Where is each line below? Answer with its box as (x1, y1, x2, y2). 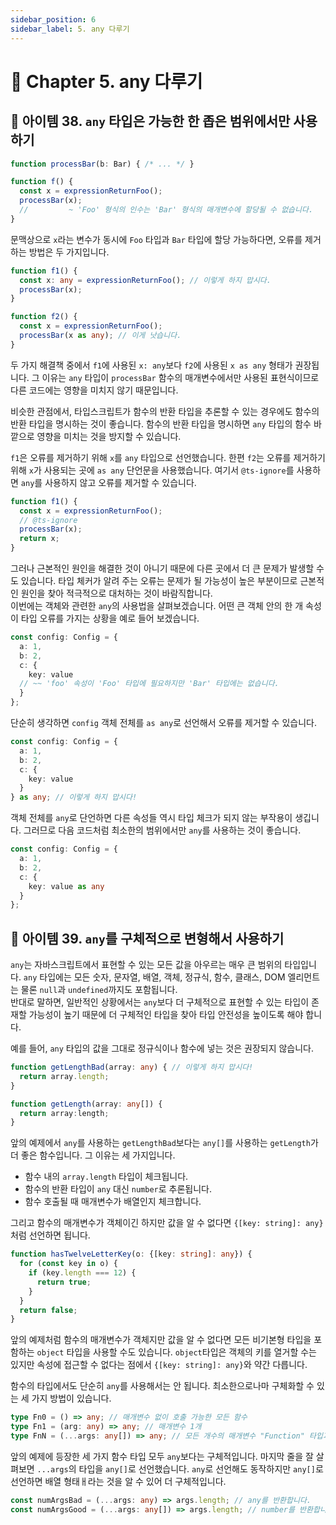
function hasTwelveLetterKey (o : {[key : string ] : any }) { (10, 1249, 253, 1260)
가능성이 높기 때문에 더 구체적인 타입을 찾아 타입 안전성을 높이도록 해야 (28, 1009, 304, 1021)
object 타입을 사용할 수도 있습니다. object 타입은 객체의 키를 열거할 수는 (36, 1346, 317, 1358)
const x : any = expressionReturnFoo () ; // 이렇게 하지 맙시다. (19, 275, 272, 285)
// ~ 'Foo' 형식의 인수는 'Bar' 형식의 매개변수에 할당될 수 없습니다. (19, 205, 314, 215)
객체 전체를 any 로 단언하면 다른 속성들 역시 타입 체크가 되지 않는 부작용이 (10, 812, 293, 824)
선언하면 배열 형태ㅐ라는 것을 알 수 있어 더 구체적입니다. (10, 1475, 227, 1487)
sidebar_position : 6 (10, 14, 97, 25)
